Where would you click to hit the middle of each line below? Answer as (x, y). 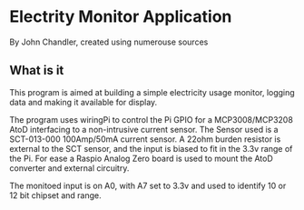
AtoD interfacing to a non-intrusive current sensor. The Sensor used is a (144, 129)
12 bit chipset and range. (55, 195)
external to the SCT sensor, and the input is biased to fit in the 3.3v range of (151, 148)
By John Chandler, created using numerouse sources (109, 42)
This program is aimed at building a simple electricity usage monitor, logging (152, 92)
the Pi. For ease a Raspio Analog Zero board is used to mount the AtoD (142, 158)
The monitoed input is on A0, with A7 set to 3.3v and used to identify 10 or (148, 185)
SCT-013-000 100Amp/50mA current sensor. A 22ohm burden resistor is (145, 139)
